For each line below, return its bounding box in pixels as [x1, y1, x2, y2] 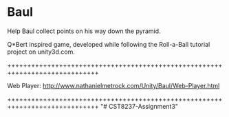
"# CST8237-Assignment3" [100, 102, 179, 110]
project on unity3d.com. [7, 47, 76, 56]
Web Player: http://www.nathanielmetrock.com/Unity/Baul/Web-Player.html [7, 81, 220, 89]
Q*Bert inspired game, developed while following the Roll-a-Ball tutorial [7, 40, 210, 48]
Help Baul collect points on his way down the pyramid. [7, 27, 161, 35]
